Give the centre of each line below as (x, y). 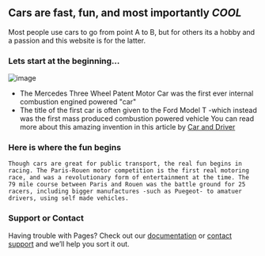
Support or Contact (46, 218)
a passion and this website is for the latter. (77, 40)
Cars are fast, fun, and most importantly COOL (125, 13)
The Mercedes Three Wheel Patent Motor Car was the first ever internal (136, 93)
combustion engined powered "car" (78, 102)
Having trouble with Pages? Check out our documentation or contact (120, 235)
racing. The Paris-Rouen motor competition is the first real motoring (129, 171)
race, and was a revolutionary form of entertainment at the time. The (129, 178)
